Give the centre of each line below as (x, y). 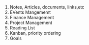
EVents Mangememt (30, 12)
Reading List (22, 28)
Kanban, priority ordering (35, 33)
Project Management (31, 22)
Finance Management (32, 17)
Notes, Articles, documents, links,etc (47, 7)
